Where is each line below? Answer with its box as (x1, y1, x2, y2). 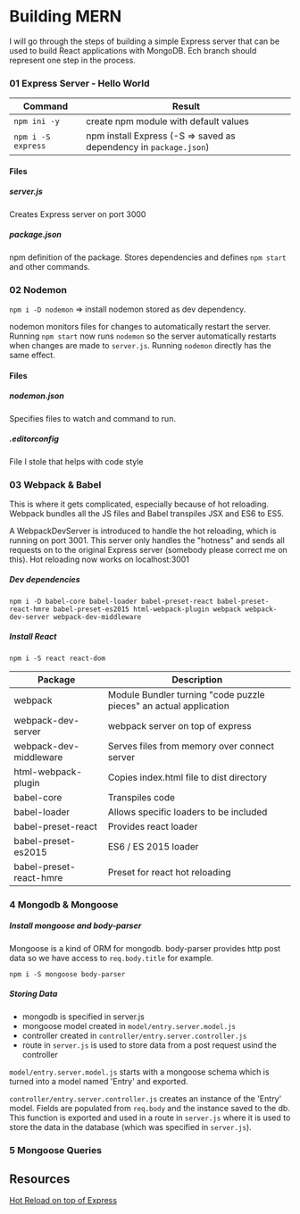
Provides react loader (107, 820, 198, 833)
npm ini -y (13, 116, 60, 127)
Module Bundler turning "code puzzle (107, 688, 265, 700)
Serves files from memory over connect (107, 740, 275, 752)
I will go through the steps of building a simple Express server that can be (9, 36, 279, 46)
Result (172, 100, 201, 113)
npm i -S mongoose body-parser (9, 969, 126, 979)
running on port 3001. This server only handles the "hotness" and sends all (9, 534, 286, 546)
